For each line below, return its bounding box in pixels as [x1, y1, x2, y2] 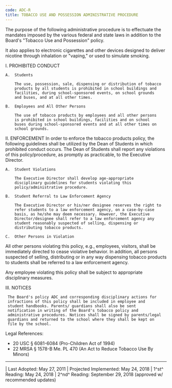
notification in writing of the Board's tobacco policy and [7, 308, 139, 313]
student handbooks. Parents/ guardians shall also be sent [7, 303, 137, 309]
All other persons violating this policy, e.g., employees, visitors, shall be [5, 243, 156, 249]
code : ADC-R [5, 7, 31, 13]
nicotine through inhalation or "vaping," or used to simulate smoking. [5, 52, 150, 59]
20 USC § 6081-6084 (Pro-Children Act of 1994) [12, 340, 115, 346]
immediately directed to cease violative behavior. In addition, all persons [5, 248, 158, 254]
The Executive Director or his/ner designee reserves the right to [14, 203, 161, 208]
